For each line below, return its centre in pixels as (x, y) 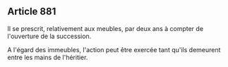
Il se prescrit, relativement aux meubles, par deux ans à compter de (105, 28)
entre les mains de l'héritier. (48, 57)
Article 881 (32, 12)
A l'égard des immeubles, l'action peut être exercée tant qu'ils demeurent (114, 49)
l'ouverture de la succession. (49, 36)
